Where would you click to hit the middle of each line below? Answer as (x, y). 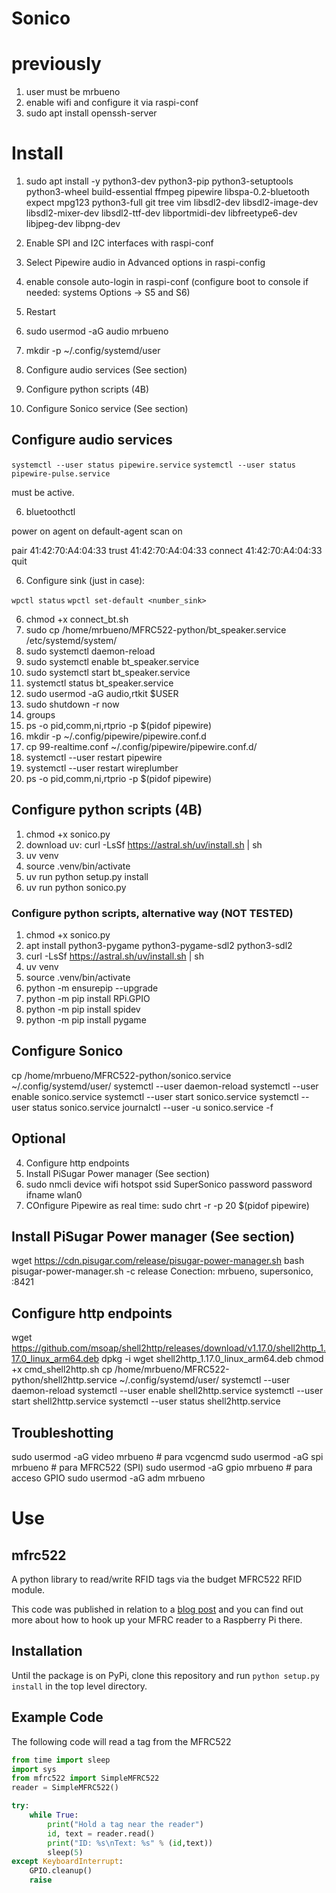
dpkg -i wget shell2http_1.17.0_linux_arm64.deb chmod (212, 1359)
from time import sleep (61, 1760)
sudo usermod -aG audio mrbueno (97, 331)
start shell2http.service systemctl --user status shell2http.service (146, 1401)
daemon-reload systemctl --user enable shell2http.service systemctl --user (167, 1391)
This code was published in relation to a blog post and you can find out (157, 1609)
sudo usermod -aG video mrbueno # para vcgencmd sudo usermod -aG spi (167, 1457)
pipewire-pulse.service (61, 473)
